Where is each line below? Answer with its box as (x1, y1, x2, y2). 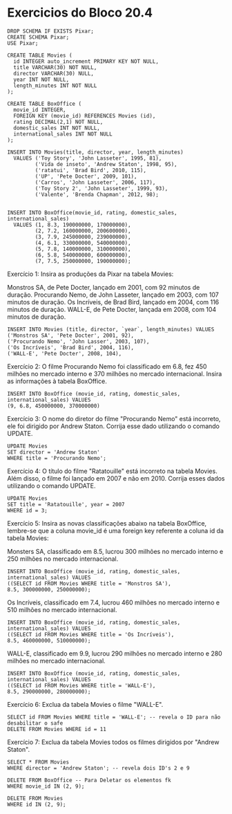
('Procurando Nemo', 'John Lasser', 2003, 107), (7, 337, 150, 345)
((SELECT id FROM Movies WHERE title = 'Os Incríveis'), (7, 631, 175, 638)
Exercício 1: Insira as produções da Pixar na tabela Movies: (7, 270, 174, 278)
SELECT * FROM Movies (7, 759, 70, 766)
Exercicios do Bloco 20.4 (7, 5, 153, 21)
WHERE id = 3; (7, 507, 48, 514)
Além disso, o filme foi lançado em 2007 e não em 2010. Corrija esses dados (7, 474, 226, 482)
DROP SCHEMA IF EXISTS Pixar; (7, 28, 95, 35)
